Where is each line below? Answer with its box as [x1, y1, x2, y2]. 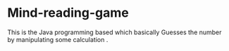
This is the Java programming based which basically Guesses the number [7, 28, 222, 36]
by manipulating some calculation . [7, 35, 109, 43]
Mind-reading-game [7, 5, 129, 21]
